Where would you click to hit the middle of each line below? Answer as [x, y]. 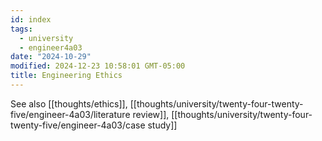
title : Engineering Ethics [66, 76]
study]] [162, 125]
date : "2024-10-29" [51, 57]
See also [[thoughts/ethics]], [69, 103]
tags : [21, 29]
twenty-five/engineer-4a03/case [78, 125]
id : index [31, 19]
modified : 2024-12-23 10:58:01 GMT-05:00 [98, 66]
